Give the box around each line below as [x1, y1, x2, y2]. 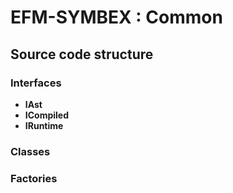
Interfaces [10, 76, 62, 90]
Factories [10, 171, 58, 185]
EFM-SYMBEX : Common [10, 6, 223, 29]
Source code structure [10, 46, 154, 63]
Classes [10, 144, 51, 158]
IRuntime [24, 119, 64, 131]
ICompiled [24, 109, 70, 121]
